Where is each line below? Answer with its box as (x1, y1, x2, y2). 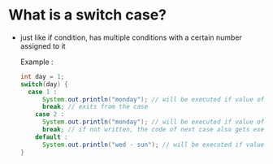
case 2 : (35, 110, 65, 119)
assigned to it (19, 41, 67, 50)
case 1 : (28, 88, 58, 96)
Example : (19, 57, 54, 67)
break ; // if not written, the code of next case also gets (41, 126, 250, 134)
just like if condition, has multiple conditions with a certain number (19, 32, 242, 42)
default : (35, 132, 68, 141)
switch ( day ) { (19, 80, 68, 88)
